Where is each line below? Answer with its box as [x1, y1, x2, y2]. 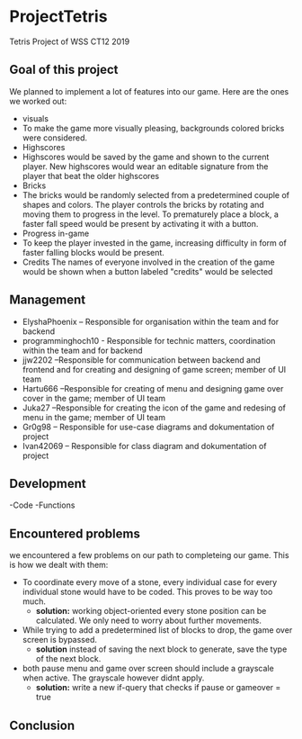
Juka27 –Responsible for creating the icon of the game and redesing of [22, 402, 286, 413]
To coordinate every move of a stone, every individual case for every [22, 577, 278, 588]
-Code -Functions [9, 500, 75, 510]
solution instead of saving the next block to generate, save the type [35, 644, 288, 654]
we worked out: [9, 95, 67, 106]
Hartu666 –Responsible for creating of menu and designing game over [22, 383, 284, 393]
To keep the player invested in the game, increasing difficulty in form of [22, 237, 288, 248]
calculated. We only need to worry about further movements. [35, 615, 262, 626]
